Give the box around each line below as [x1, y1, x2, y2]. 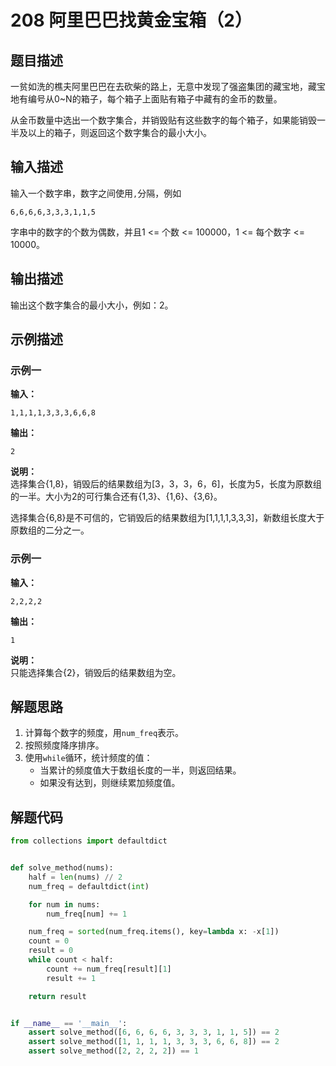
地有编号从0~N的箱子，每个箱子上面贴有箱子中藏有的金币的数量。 [10, 93, 283, 105]
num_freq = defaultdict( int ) [28, 881, 150, 891]
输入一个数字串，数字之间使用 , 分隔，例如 [10, 187, 182, 199]
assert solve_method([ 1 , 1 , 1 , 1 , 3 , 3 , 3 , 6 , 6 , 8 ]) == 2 [28, 1037, 280, 1047]
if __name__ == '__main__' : [10, 1018, 128, 1028]
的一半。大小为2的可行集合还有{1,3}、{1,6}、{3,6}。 [10, 491, 223, 503]
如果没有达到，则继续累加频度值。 [39, 777, 181, 789]
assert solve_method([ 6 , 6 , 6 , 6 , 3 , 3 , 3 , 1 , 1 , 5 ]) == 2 [28, 1027, 280, 1038]
